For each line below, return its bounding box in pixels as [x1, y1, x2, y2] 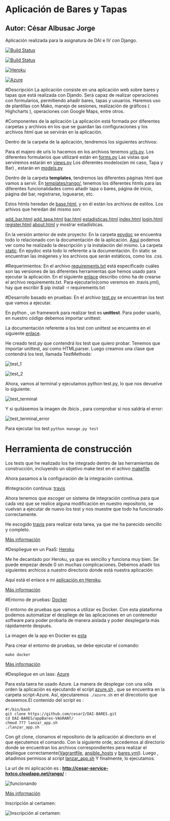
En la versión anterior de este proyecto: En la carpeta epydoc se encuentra [5, 232, 162, 237]
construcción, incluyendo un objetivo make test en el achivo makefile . [5, 465, 151, 471]
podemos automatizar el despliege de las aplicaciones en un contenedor [5, 612, 157, 618]
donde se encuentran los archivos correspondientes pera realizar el [5, 744, 147, 750]
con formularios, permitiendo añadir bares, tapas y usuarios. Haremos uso [5, 98, 161, 103]
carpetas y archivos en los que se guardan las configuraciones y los [5, 124, 148, 129]
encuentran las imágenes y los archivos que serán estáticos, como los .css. [5, 253, 163, 259]
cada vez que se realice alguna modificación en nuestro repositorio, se [5, 500, 154, 506]
